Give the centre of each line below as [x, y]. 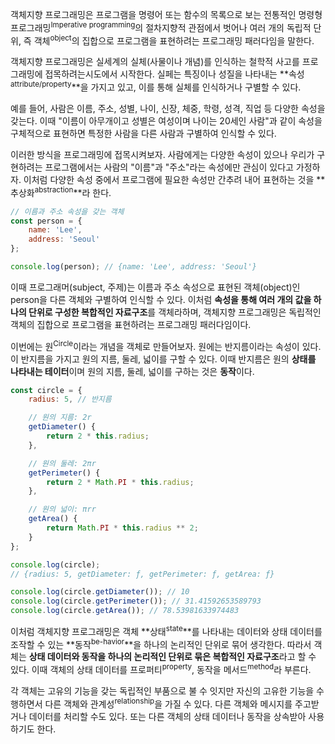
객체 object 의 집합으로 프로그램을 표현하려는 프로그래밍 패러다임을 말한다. [174, 40]
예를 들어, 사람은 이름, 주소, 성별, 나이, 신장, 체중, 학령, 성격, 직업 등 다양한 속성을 [168, 108]
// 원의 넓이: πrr [62, 509]
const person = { [46, 221]
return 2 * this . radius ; [98, 436]
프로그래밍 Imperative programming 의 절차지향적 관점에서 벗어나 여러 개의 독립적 [161, 26]
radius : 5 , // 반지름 [70, 399]
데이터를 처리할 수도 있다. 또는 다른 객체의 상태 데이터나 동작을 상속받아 [167, 716]
